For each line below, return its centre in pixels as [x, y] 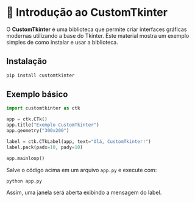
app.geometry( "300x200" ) [38, 131]
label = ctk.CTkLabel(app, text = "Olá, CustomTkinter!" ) [79, 141]
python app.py [24, 181]
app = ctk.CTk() [27, 119]
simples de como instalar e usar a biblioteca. [62, 42]
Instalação [27, 61]
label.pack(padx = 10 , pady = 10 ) [45, 147]
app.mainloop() [26, 158]
